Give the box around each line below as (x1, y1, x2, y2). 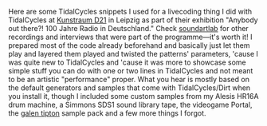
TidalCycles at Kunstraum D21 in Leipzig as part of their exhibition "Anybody (8, 15, 258, 25)
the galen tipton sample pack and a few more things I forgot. (8, 108, 206, 118)
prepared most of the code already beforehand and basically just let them (8, 41, 250, 50)
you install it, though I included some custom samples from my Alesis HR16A (8, 92, 259, 100)
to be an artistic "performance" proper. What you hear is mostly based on (8, 75, 249, 84)
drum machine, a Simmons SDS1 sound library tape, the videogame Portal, (8, 100, 253, 109)
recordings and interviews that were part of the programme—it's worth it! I (8, 32, 253, 41)
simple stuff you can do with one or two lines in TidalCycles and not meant (8, 66, 253, 75)
